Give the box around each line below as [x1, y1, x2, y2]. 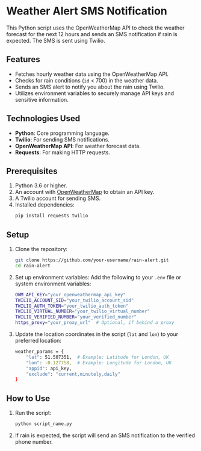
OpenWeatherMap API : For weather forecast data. [14, 142, 141, 149]
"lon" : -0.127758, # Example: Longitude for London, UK [26, 359, 172, 365]
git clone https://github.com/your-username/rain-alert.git [14, 257, 169, 263]
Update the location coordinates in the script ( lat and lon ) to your [14, 331, 179, 338]
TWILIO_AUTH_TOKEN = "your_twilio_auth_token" [14, 303, 129, 309]
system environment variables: [14, 280, 91, 287]
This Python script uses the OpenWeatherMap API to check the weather [6, 24, 185, 31]
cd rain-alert [14, 263, 51, 269]
